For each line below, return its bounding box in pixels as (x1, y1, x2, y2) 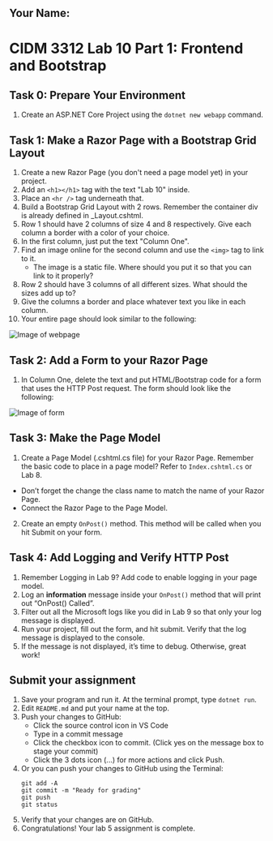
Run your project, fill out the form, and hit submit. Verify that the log (20, 624, 246, 633)
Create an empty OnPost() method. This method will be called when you (20, 518, 262, 528)
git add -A (20, 779, 58, 787)
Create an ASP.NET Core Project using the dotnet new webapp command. (20, 109, 264, 120)
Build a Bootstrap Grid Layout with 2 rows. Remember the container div (20, 202, 258, 212)
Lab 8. (20, 470, 43, 479)
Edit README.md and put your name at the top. (20, 703, 169, 713)
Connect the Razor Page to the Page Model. (20, 503, 168, 513)
